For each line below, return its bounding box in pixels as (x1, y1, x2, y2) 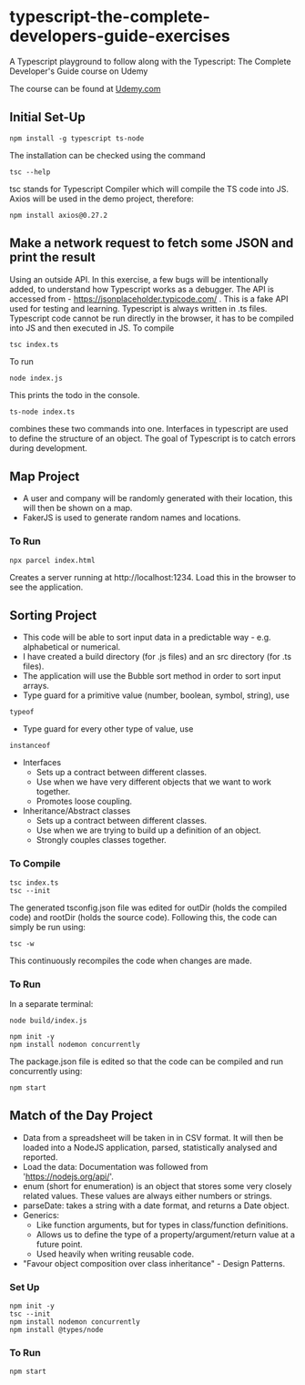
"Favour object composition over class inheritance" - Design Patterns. (22, 1257, 285, 1268)
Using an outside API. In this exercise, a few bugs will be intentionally (9, 273, 269, 284)
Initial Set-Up (9, 109, 86, 125)
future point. (36, 1238, 84, 1249)
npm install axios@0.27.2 (9, 210, 107, 220)
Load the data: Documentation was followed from (22, 1161, 208, 1172)
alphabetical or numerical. (22, 641, 121, 652)
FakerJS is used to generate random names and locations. (22, 512, 241, 523)
